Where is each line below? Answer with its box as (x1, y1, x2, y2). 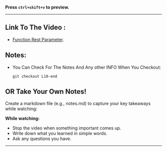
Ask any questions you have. (12, 136, 72, 142)
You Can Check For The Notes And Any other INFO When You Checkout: (12, 64, 162, 70)
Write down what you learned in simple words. (12, 131, 108, 137)
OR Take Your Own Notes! (5, 87, 87, 96)
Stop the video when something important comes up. (12, 125, 122, 131)
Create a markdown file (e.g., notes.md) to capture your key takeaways (5, 101, 151, 107)
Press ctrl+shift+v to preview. (5, 4, 70, 10)
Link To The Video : (5, 23, 66, 32)
